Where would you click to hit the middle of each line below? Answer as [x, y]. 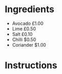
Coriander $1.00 [29, 45]
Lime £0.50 [24, 28]
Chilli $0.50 [24, 40]
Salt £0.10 [22, 34]
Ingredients [29, 9]
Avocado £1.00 [28, 23]
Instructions [31, 66]
